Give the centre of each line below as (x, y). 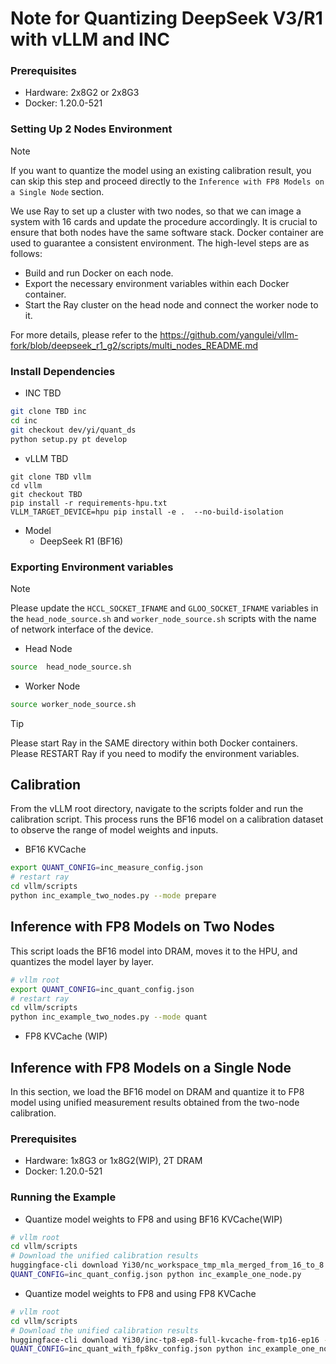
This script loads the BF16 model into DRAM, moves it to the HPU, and (154, 951)
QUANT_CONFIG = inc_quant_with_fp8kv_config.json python (127, 1349)
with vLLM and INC (90, 39)
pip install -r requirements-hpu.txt (89, 503)
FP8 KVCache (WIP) (66, 1036)
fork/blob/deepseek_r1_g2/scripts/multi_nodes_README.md (134, 345)
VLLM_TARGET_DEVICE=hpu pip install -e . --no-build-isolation (147, 512)
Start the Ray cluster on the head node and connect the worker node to (171, 304)
